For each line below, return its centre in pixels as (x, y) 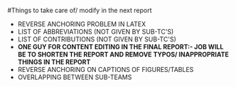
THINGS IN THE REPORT (54, 62)
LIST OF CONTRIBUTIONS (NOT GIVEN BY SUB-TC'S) (97, 39)
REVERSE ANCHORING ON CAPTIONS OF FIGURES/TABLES (106, 70)
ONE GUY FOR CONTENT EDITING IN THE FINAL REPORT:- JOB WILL (120, 47)
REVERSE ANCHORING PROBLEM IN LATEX (82, 24)
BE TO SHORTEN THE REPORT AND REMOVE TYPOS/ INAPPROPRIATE (123, 54)
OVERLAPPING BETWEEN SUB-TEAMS (75, 77)
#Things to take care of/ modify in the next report (80, 10)
